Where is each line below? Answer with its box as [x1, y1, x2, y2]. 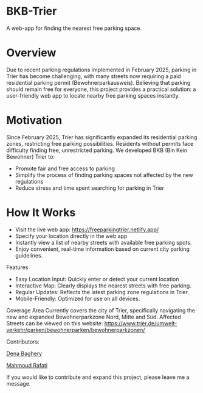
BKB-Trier [6, 4, 57, 18]
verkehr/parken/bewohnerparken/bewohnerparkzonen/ [6, 326, 145, 333]
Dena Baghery [6, 350, 43, 357]
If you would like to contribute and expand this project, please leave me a [6, 373, 190, 381]
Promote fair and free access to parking [15, 165, 115, 172]
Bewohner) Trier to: [6, 153, 55, 160]
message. [6, 380, 31, 387]
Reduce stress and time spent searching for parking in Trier [15, 184, 164, 192]
